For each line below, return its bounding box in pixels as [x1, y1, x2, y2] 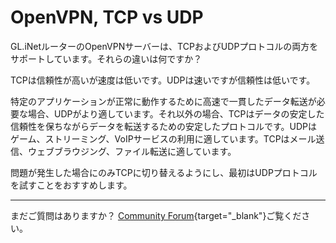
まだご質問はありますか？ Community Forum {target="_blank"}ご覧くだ [10, 209, 302, 221]
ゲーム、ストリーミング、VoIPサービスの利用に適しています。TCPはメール [10, 132, 317, 145]
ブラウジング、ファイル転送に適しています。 [53, 145, 237, 157]
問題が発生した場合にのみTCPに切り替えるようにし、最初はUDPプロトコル [10, 166, 318, 178]
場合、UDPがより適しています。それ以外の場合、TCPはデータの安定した [27, 107, 325, 120]
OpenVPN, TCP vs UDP [10, 6, 204, 29]
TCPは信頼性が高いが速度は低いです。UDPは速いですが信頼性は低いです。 [10, 74, 316, 86]
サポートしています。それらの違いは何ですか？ [10, 52, 203, 65]
